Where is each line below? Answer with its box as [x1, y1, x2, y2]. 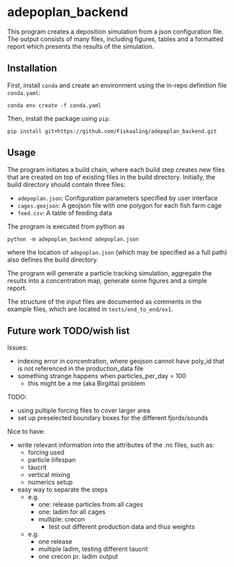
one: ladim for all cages [38, 508, 106, 516]
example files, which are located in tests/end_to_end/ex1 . [7, 305, 173, 313]
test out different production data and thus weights [48, 522, 196, 531]
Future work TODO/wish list [7, 324, 130, 336]
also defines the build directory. [7, 255, 98, 264]
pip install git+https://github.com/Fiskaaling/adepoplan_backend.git [7, 127, 217, 135]
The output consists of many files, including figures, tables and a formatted [7, 34, 224, 43]
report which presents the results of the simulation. [7, 42, 154, 50]
